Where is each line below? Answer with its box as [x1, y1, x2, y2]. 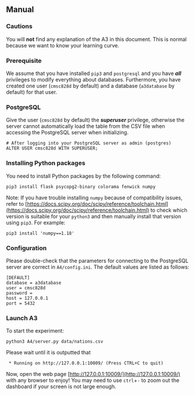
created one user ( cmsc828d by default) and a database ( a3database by [6, 82, 175, 89]
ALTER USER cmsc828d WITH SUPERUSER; [6, 145, 98, 151]
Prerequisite [6, 56, 42, 65]
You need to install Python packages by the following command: [6, 172, 161, 180]
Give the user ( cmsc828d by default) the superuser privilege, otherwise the [6, 117, 184, 124]
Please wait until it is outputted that [6, 349, 91, 356]
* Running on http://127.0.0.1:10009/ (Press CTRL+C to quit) [8, 360, 164, 366]
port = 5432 [6, 300, 35, 306]
